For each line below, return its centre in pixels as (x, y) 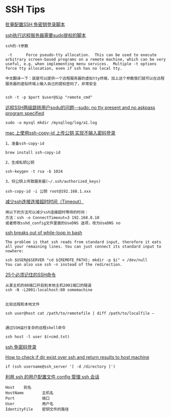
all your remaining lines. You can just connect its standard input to (83, 247)
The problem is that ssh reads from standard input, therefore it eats (83, 242)
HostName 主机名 (29, 393)
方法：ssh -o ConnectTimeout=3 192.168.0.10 (52, 217)
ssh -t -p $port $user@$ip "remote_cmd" (49, 97)
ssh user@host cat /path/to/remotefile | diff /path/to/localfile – (80, 313)
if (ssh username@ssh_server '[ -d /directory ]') (60, 366)
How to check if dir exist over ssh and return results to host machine (77, 357)
